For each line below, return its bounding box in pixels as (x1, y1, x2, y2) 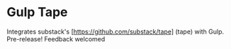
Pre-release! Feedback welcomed (6, 34, 106, 43)
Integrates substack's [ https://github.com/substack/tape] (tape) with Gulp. (6, 27, 225, 36)
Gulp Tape (6, 4, 68, 20)
